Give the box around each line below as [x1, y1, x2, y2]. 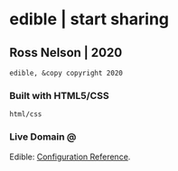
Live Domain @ [9, 130, 77, 143]
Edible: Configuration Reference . [9, 151, 131, 162]
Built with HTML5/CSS [9, 89, 110, 102]
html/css [9, 110, 42, 119]
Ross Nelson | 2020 [9, 45, 123, 60]
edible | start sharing [9, 9, 170, 30]
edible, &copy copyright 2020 [9, 68, 124, 77]
